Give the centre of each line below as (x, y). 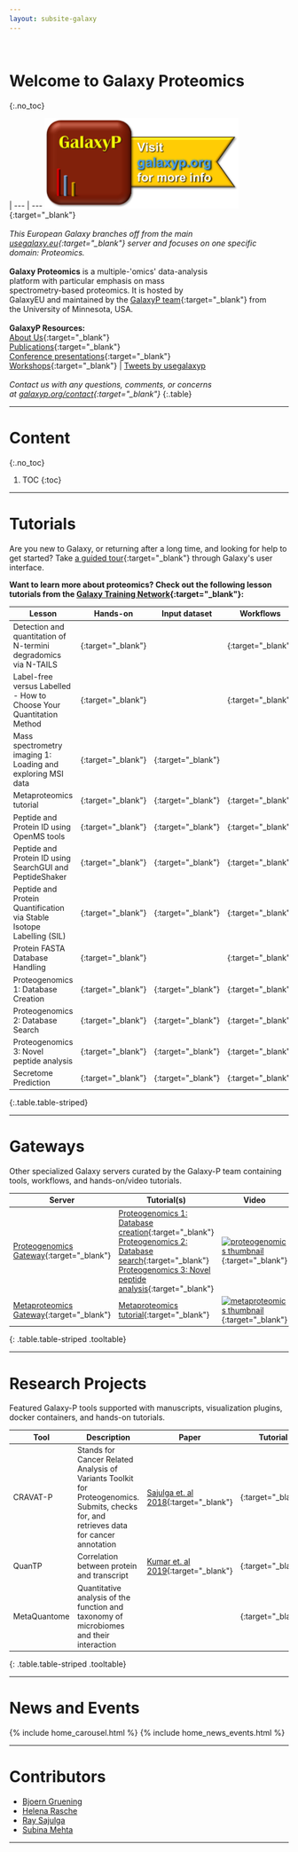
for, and (91, 1516)
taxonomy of (100, 1616)
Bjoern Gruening (52, 1801)
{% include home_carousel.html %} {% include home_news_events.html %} (147, 1732)
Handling (29, 968)
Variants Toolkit (105, 1479)
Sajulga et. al (170, 1492)
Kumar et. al (169, 1561)
